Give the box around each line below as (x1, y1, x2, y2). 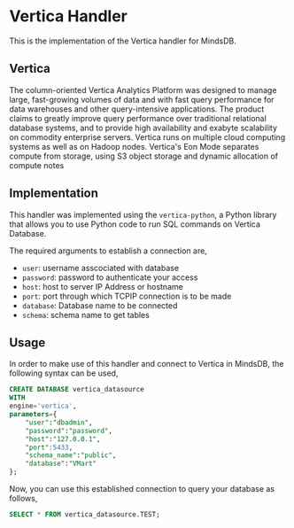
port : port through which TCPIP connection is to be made (21, 291, 232, 301)
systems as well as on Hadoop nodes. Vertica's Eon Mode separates (9, 141, 259, 151)
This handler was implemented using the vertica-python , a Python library (9, 209, 277, 220)
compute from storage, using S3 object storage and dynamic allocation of (9, 151, 279, 161)
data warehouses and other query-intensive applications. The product (9, 104, 265, 114)
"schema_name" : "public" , (25, 451, 117, 460)
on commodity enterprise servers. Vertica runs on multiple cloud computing (9, 131, 286, 143)
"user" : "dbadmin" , (25, 418, 93, 427)
